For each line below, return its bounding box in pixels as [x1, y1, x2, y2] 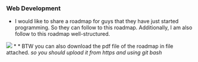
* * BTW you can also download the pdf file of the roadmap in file [13, 43, 174, 50]
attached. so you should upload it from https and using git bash [6, 49, 162, 56]
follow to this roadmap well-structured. [14, 30, 111, 38]
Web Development [6, 4, 61, 13]
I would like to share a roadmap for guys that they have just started [14, 18, 179, 25]
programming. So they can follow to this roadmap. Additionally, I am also [14, 24, 193, 31]
